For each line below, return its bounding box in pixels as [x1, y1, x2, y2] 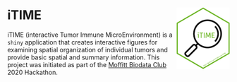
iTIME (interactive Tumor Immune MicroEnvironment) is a [7, 30, 173, 39]
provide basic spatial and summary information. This [7, 53, 160, 61]
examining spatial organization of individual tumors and [7, 45, 168, 54]
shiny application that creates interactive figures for [7, 37, 157, 46]
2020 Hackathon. [7, 68, 59, 76]
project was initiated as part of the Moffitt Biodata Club [7, 60, 167, 69]
